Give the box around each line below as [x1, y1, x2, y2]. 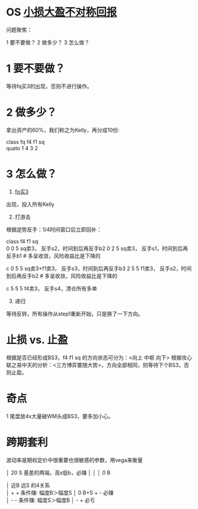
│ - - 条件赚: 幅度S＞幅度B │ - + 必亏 [6, 497, 95, 504]
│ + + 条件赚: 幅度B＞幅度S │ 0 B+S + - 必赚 [6, 489, 114, 496]
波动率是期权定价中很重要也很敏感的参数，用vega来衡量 [6, 456, 143, 463]
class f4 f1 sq [6, 238, 39, 245]
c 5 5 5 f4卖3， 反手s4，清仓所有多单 [6, 284, 98, 292]
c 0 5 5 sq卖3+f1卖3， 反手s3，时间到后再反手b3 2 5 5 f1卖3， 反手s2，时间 [6, 265, 192, 272]
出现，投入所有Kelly [6, 200, 55, 208]
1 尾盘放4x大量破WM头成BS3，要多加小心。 [6, 412, 114, 419]
